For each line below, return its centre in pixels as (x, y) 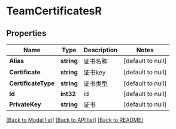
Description (101, 50)
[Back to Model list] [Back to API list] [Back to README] (75, 120)
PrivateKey (25, 104)
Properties (26, 33)
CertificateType (32, 83)
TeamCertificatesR (54, 11)
